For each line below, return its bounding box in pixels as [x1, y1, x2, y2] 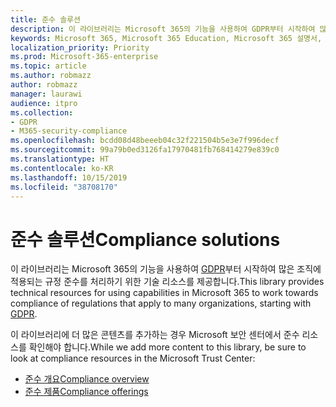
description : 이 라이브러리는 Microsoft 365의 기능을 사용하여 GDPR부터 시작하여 [10, 24, 316, 34]
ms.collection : [10, 107, 74, 118]
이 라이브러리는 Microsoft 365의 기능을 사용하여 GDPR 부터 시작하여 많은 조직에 [10, 263, 322, 275]
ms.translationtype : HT [10, 154, 110, 164]
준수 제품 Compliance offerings [24, 386, 149, 398]
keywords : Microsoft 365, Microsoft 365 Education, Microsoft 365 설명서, [10, 33, 323, 43]
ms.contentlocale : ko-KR [10, 163, 114, 173]
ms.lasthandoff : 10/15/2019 [10, 172, 128, 183]
